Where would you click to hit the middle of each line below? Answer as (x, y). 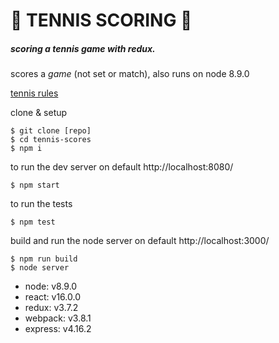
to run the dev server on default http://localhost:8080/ (122, 167)
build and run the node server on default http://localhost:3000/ (140, 241)
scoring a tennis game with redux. (83, 48)
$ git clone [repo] (51, 131)
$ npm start (35, 185)
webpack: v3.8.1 (58, 318)
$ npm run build (44, 259)
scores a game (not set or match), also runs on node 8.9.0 (130, 74)
